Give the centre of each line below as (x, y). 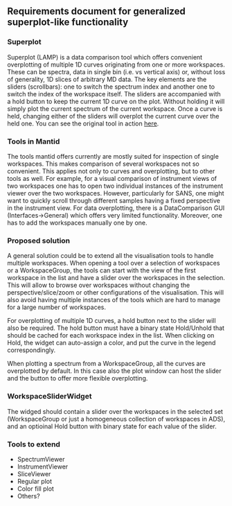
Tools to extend (34, 444)
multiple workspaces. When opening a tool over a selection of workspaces (114, 263)
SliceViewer (34, 473)
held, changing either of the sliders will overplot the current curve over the (113, 116)
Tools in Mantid (34, 141)
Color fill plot (35, 489)
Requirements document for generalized (96, 11)
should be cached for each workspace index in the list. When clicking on (111, 335)
